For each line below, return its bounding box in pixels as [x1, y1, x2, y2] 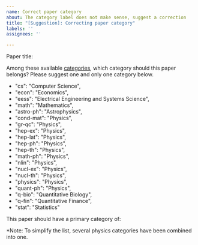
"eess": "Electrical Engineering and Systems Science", [14, 95, 149, 103]
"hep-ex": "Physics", [14, 127, 66, 135]
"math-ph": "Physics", [14, 153, 70, 160]
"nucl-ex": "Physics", [14, 166, 67, 173]
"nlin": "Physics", [14, 159, 58, 166]
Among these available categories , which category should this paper [6, 64, 176, 72]
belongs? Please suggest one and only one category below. [6, 71, 154, 78]
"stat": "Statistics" [14, 204, 60, 211]
